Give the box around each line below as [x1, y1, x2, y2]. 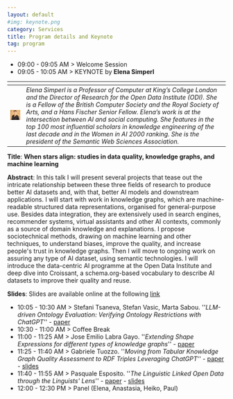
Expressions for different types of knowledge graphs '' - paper [17, 340, 195, 348]
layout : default [7, 11, 54, 18]
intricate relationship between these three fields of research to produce [7, 181, 212, 189]
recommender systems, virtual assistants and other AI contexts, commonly [7, 218, 221, 226]
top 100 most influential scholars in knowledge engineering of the [26, 122, 215, 131]
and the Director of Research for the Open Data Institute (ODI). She [26, 93, 218, 101]
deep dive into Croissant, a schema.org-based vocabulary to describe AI [7, 269, 215, 277]
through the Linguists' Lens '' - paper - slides [17, 377, 145, 385]
